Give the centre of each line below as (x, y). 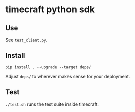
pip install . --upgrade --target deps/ (48, 67)
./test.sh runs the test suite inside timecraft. (52, 104)
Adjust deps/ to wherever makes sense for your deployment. (68, 76)
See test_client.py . (26, 40)
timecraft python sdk (50, 9)
